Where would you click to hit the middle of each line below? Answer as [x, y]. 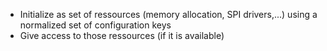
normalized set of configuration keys [95, 25]
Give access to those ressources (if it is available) [122, 35]
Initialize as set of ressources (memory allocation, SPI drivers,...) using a [168, 14]
